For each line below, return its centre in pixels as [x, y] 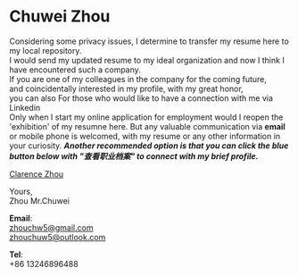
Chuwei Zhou [60, 17]
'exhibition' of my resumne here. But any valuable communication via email [147, 126]
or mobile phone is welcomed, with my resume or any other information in [145, 136]
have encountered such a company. [75, 70]
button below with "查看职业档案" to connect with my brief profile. [134, 156]
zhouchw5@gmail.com [51, 227]
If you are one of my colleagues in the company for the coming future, [138, 79]
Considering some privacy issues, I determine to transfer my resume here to [149, 41]
